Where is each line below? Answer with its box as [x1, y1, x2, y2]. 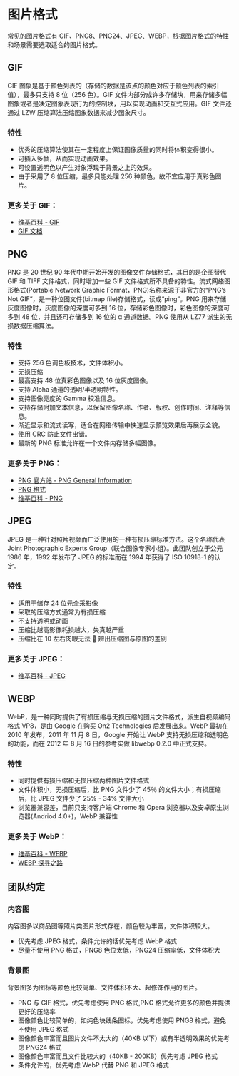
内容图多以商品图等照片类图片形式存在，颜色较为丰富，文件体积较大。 [7, 922, 214, 930]
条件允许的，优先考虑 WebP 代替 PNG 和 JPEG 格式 [17, 1060, 169, 1069]
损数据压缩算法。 [7, 322, 58, 330]
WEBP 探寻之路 [17, 858, 63, 867]
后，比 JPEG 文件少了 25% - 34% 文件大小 [17, 794, 144, 803]
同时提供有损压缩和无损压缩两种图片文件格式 [17, 776, 150, 785]
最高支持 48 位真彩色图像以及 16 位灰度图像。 [17, 376, 152, 385]
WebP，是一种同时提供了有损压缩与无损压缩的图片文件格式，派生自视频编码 [7, 712, 231, 721]
